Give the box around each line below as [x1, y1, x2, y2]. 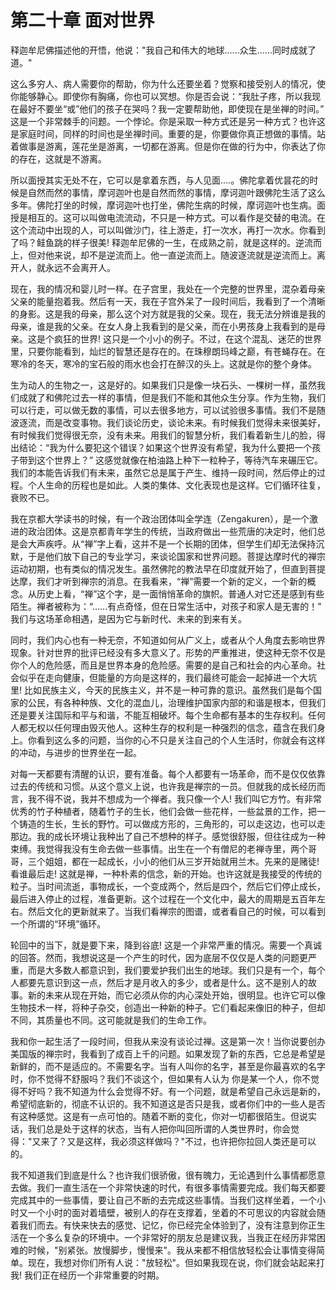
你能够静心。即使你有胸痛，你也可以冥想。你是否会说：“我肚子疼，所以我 [10, 90, 313, 102]
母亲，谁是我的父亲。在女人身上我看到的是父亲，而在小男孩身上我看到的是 [10, 320, 317, 332]
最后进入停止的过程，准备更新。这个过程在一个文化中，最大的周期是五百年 [10, 892, 317, 905]
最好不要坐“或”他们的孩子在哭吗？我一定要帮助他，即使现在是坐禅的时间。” [18, 102, 325, 115]
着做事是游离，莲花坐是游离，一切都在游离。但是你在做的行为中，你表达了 [10, 140, 317, 152]
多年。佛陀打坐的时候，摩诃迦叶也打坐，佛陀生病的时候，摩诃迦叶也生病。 [10, 199, 317, 211]
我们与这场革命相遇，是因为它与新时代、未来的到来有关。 [10, 612, 247, 625]
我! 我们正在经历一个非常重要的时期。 [10, 1269, 165, 1281]
